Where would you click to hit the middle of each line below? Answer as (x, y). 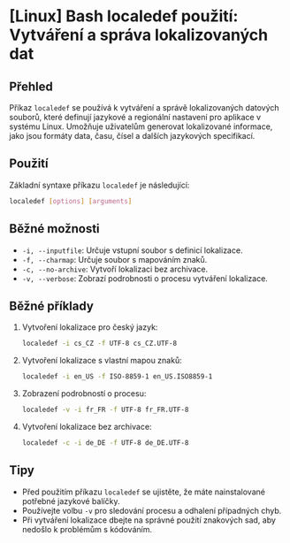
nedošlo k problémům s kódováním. (87, 529)
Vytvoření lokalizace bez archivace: (87, 426)
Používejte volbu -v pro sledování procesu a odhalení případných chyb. (152, 510)
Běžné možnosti (54, 229)
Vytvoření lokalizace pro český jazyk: (90, 327)
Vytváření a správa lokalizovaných (138, 35)
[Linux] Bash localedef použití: (124, 16)
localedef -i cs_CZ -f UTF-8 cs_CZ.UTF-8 (99, 344)
